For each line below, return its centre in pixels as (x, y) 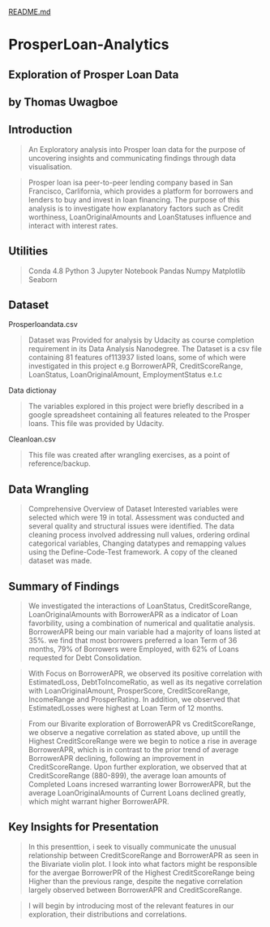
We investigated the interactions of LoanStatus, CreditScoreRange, (140, 606)
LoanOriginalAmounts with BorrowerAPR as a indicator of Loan (133, 615)
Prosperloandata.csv (43, 324)
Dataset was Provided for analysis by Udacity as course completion (141, 340)
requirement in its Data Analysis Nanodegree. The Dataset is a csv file (145, 349)
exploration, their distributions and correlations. (107, 914)
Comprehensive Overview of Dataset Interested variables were (133, 509)
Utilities (28, 251)
